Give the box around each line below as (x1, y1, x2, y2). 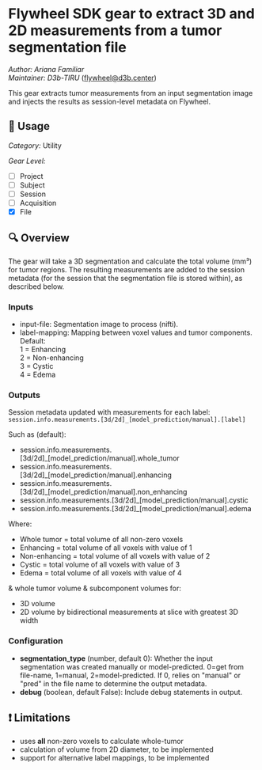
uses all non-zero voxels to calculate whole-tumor (19, 736, 184, 745)
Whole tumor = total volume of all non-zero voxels (19, 535, 184, 544)
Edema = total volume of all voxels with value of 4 (19, 568, 182, 578)
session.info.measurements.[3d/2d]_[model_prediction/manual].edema (19, 504, 252, 514)
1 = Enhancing (19, 345, 66, 355)
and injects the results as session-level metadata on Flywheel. (8, 97, 211, 106)
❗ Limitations (8, 711, 71, 725)
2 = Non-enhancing (19, 353, 85, 362)
